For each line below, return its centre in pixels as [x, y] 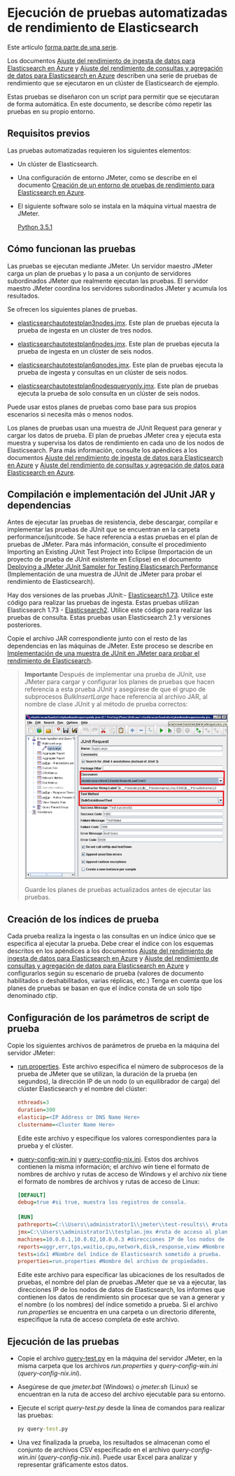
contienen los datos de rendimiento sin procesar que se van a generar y [121, 1297]
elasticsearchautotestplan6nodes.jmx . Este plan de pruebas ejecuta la [118, 344]
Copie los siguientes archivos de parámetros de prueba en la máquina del [113, 1045]
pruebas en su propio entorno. [51, 111]
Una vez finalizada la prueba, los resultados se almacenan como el [114, 1442]
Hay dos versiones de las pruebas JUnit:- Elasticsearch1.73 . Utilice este [110, 595]
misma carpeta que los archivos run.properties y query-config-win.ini [117, 1366]
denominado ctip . [33, 996]
